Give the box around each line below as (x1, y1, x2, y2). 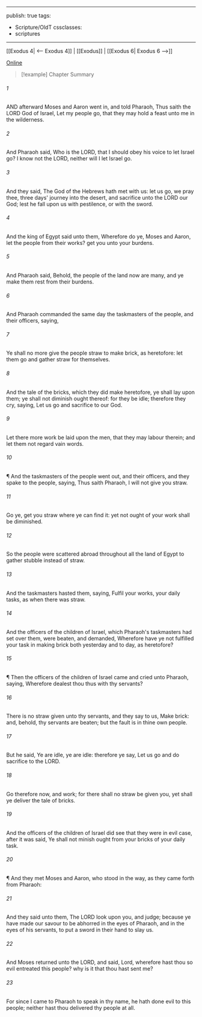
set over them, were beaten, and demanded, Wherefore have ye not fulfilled (6, 635, 194, 642)
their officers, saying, (6, 317, 59, 325)
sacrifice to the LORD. (6, 758, 61, 765)
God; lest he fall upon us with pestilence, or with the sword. (6, 200, 153, 208)
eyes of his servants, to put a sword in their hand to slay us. (6, 927, 154, 934)
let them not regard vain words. (6, 440, 84, 447)
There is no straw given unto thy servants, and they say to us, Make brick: (6, 712, 189, 720)
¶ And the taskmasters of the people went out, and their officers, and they (6, 473, 190, 480)
